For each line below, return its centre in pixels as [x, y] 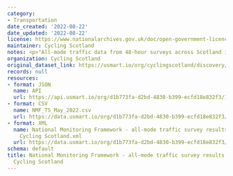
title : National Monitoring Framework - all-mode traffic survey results [116, 156]
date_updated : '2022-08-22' [48, 33]
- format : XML [28, 123]
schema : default [31, 149]
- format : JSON [29, 85]
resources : [23, 78]
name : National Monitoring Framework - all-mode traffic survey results [121, 130]
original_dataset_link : [42, 65]
